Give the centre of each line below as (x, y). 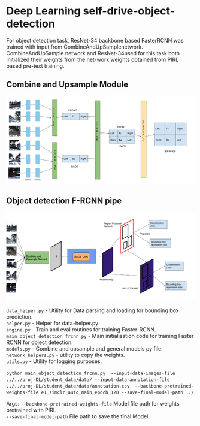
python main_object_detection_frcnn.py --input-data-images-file (91, 374)
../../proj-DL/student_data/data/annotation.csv (68, 386)
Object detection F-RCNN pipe (64, 200)
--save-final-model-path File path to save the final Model (77, 416)
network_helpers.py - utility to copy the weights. (66, 355)
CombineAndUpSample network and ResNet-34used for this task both (93, 53)
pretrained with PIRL (31, 410)
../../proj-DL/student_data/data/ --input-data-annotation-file (88, 380)
